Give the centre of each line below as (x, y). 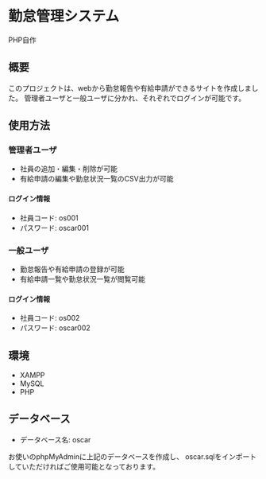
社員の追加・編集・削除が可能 (68, 169)
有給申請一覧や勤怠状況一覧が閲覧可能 (82, 278)
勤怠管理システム (64, 16)
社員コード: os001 (49, 218)
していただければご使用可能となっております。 (84, 466)
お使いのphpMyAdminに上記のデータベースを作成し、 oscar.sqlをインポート (133, 456)
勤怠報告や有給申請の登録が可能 (72, 269)
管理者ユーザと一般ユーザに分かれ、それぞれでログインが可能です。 (135, 98)
